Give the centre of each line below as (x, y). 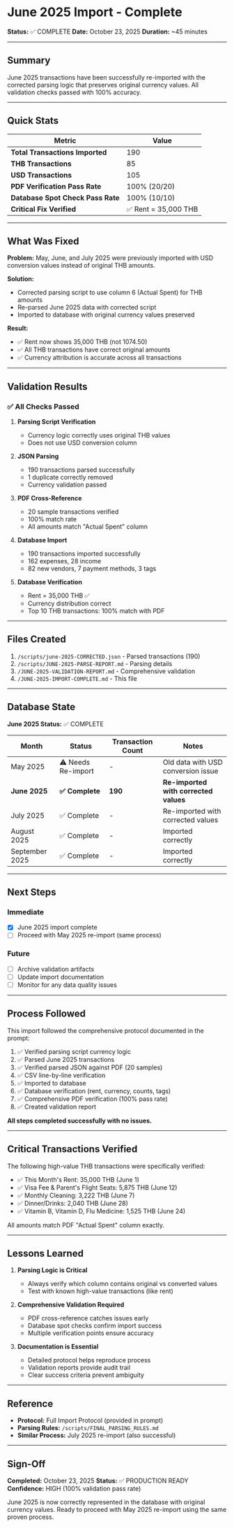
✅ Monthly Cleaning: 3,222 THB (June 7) (76, 1195)
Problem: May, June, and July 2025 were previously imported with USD (110, 258)
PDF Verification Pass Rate (56, 186)
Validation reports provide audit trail (79, 1368)
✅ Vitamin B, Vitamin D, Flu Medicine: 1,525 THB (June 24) (101, 1211)
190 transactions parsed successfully (81, 470)
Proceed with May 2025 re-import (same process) (89, 935)
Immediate (26, 912)
